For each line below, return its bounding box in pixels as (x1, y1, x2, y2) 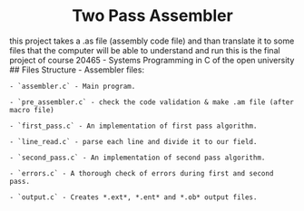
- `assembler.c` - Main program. (9, 82, 136, 91)
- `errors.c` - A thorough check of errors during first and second (9, 168, 274, 177)
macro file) (9, 105, 54, 114)
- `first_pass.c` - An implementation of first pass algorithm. (9, 121, 258, 130)
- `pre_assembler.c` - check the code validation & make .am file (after (9, 97, 295, 107)
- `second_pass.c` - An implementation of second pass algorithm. (9, 153, 266, 162)
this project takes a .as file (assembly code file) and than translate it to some (9, 35, 295, 46)
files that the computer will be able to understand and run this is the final (9, 44, 280, 55)
